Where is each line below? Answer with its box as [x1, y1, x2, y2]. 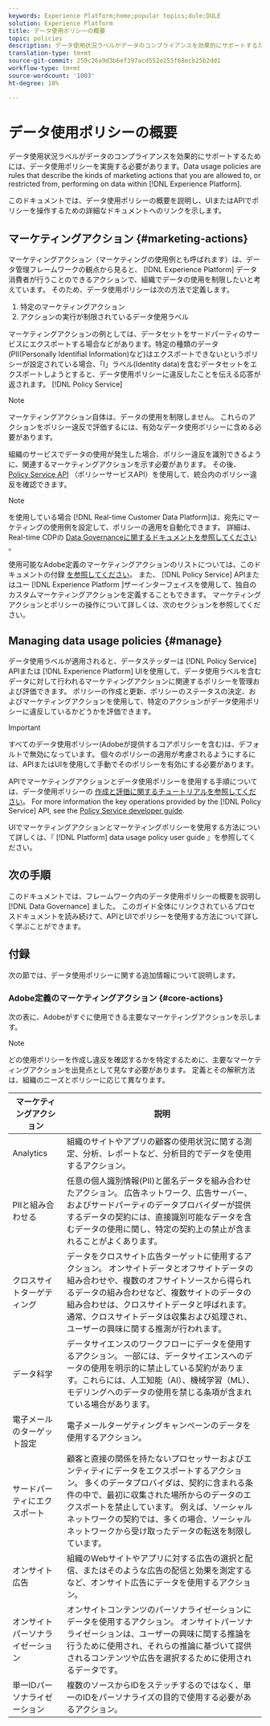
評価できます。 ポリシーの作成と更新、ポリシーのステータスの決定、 [22, 686, 249, 697]
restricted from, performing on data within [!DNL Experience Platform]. [8, 179, 243, 189]
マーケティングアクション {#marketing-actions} [8, 231, 249, 246]
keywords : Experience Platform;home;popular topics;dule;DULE [8, 11, 221, 20]
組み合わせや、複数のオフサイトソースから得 [67, 1274, 235, 1285]
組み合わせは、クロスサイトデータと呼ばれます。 [67, 1298, 252, 1310]
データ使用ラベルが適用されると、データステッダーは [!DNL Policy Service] [8, 656, 257, 666]
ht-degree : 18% [8, 79, 59, 87]
